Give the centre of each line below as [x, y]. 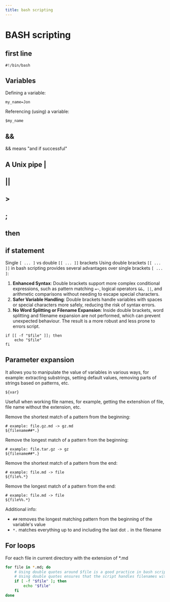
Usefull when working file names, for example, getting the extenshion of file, [85, 402]
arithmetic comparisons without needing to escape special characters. [86, 294]
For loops [20, 546]
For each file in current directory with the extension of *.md [67, 558]
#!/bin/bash [18, 65]
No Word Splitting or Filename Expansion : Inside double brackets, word [88, 310]
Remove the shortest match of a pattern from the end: [61, 463]
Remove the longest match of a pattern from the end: [61, 486]
